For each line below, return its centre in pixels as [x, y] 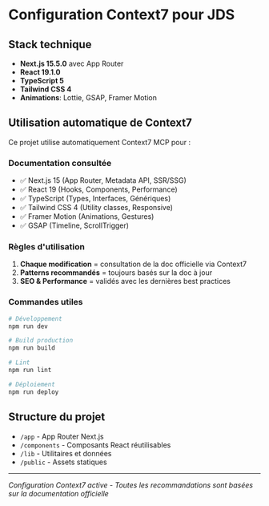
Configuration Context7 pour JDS [122, 15]
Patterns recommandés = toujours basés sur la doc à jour [116, 273]
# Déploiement [32, 384]
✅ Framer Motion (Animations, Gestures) [87, 217]
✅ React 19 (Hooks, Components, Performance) [98, 189]
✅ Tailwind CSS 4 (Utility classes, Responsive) [96, 208]
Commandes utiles [46, 302]
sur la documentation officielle [59, 493]
